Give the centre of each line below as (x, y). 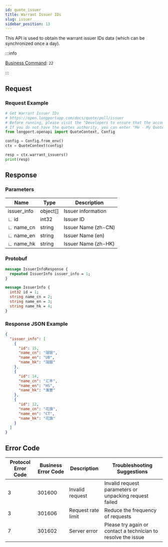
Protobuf (16, 258)
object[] (49, 211)
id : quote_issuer (23, 10)
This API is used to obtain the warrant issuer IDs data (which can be (75, 38)
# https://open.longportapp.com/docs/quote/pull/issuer (64, 118)
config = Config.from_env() (34, 141)
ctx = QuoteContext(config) (34, 146)
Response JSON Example (37, 324)
